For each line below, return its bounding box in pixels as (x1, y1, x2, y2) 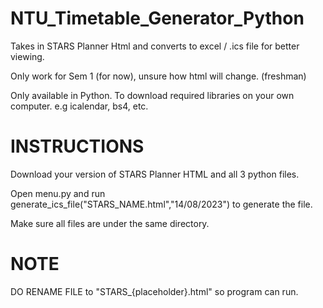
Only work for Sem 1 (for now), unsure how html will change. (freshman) (10, 70, 307, 82)
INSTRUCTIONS (10, 135, 145, 158)
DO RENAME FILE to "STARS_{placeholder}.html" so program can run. (10, 285, 299, 297)
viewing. (10, 50, 45, 62)
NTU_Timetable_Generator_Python (10, 7, 305, 30)
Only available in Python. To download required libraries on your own (10, 89, 295, 101)
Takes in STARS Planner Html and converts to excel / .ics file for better (10, 40, 300, 52)
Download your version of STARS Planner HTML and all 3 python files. (10, 168, 300, 180)
